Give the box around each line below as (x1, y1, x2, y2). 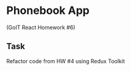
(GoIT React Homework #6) (6, 24, 76, 31)
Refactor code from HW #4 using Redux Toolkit (6, 57, 125, 64)
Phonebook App (6, 4, 90, 18)
